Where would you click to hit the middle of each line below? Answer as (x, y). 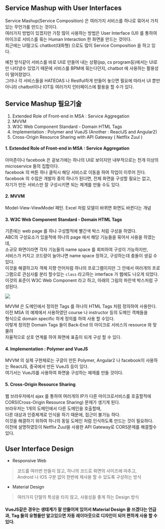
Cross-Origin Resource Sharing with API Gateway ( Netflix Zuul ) (77, 137)
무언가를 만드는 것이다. (36, 27)
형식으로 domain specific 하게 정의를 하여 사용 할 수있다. (60, 319)
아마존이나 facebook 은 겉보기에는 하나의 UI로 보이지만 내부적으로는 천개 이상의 (82, 160)
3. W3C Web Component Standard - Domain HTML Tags (64, 219)
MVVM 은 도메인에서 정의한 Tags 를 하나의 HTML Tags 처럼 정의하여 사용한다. (81, 306)
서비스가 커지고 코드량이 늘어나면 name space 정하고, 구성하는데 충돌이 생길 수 (81, 256)
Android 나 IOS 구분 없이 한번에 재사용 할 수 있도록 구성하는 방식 (79, 477)
